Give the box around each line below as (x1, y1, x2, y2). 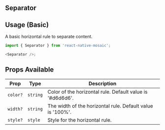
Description (88, 80, 117, 87)
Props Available (5, 66, 54, 74)
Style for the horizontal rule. (47, 116, 112, 123)
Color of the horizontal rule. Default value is (47, 88, 148, 95)
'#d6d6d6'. (47, 94, 74, 101)
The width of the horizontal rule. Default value (47, 103, 153, 109)
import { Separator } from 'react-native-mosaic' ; (5, 43, 111, 48)
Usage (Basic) (5, 21, 49, 29)
